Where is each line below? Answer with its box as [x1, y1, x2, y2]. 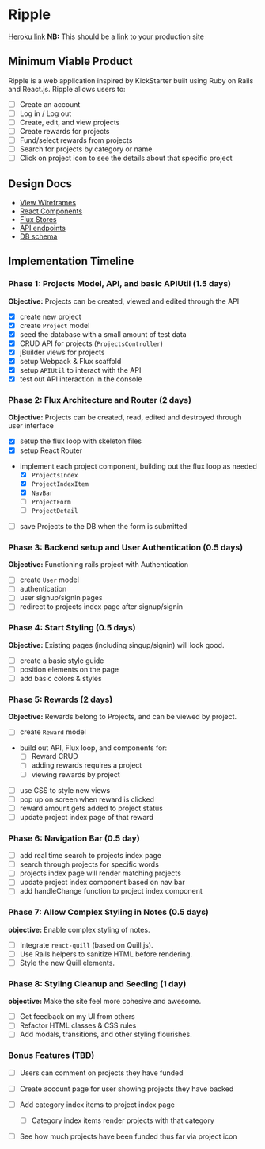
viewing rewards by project [31, 769, 120, 779]
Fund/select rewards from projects [19, 136, 133, 144]
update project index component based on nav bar [19, 878, 185, 887]
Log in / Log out [19, 109, 72, 118]
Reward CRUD [31, 752, 78, 761]
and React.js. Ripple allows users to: [8, 84, 126, 94]
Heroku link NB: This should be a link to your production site [8, 32, 204, 41]
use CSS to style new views [19, 785, 111, 795]
